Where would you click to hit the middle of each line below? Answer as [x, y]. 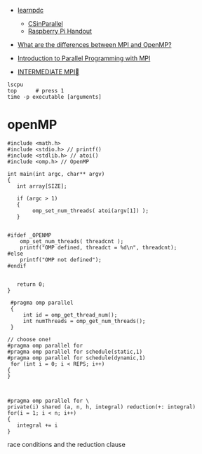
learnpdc [31, 10]
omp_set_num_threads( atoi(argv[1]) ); [91, 211]
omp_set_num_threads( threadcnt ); [72, 241]
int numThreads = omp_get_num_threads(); [84, 321]
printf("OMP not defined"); [61, 260]
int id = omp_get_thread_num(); [70, 315]
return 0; [31, 284]
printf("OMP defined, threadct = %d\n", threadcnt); [99, 247]
